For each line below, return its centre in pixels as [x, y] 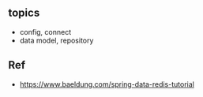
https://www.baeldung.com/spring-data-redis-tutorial [107, 84]
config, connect [45, 32]
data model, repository [56, 40]
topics [24, 13]
